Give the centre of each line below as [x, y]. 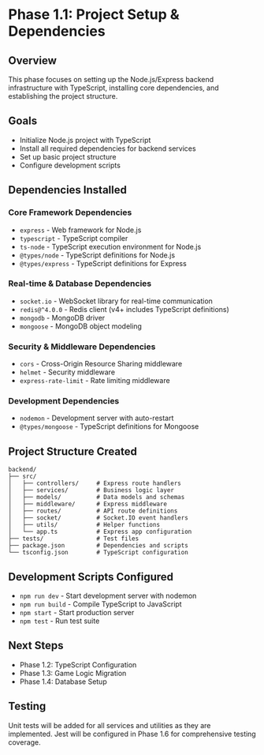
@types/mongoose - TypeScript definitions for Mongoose [109, 426]
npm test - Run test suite [59, 621]
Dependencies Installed [68, 190]
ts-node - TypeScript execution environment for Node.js [110, 246]
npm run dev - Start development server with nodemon [108, 596]
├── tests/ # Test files [74, 539]
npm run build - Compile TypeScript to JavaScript [101, 604]
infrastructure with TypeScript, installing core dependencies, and [113, 88]
